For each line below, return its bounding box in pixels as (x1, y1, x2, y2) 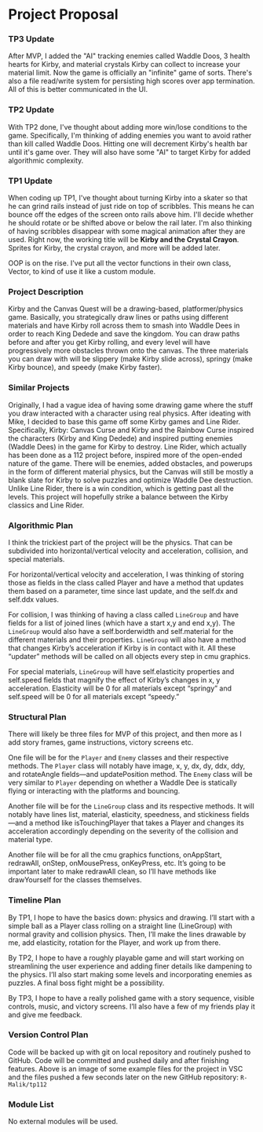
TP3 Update (8, 34, 55, 45)
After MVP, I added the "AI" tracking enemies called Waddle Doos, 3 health (8, 51, 250, 60)
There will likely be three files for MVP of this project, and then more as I (8, 729, 242, 739)
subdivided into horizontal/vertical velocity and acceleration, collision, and (8, 546, 249, 555)
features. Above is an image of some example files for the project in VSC (8, 1064, 243, 1073)
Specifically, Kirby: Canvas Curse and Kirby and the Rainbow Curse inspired (8, 425, 254, 434)
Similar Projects (8, 383, 70, 394)
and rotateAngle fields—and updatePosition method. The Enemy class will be (8, 770, 253, 779)
